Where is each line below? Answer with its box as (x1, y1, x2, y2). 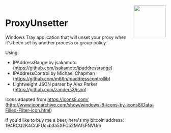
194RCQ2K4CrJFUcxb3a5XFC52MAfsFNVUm (5, 122, 102, 128)
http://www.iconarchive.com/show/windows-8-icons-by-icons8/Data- (7, 101, 154, 108)
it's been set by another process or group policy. (5, 39, 107, 45)
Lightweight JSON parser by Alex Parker (12, 81, 98, 87)
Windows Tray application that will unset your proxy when (5, 34, 127, 40)
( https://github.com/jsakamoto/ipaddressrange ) (12, 65, 113, 71)
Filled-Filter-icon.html (5, 107, 51, 113)
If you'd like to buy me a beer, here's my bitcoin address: (5, 117, 124, 123)
